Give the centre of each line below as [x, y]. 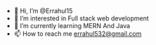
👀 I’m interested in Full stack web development [81, 18]
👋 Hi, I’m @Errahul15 [43, 11]
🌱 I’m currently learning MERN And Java [72, 26]
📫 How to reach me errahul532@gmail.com [78, 34]
